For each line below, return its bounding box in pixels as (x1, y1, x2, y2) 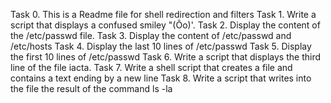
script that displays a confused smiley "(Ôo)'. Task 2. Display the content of (10, 19, 321, 31)
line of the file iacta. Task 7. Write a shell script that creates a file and (10, 62, 293, 73)
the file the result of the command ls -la (10, 83, 173, 94)
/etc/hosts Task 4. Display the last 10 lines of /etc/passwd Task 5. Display (10, 40, 312, 52)
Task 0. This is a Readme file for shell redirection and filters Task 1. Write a (10, 9, 317, 20)
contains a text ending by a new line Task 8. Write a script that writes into (10, 72, 312, 84)
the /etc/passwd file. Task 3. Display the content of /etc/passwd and (10, 30, 292, 41)
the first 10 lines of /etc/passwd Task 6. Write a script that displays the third (10, 51, 322, 63)
